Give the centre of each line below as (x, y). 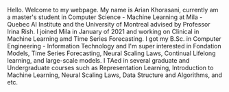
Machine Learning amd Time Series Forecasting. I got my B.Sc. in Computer (114, 39)
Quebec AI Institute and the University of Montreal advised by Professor (109, 24)
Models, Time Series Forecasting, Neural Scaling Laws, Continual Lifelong (111, 53)
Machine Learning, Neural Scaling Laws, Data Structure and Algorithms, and (115, 75)
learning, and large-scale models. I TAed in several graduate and (98, 60)
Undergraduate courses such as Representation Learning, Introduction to (110, 68)
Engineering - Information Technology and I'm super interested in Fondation (114, 46)
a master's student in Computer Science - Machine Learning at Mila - (105, 17)
